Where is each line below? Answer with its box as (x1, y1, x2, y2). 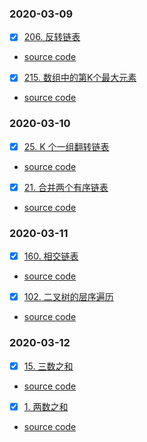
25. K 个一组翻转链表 (23, 140, 110, 152)
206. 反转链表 (23, 31, 81, 43)
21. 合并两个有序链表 (23, 181, 109, 193)
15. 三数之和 (23, 360, 74, 372)
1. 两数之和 (23, 400, 69, 412)
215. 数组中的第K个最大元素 (23, 72, 137, 84)
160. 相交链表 (23, 250, 79, 262)
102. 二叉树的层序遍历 (23, 291, 114, 303)
